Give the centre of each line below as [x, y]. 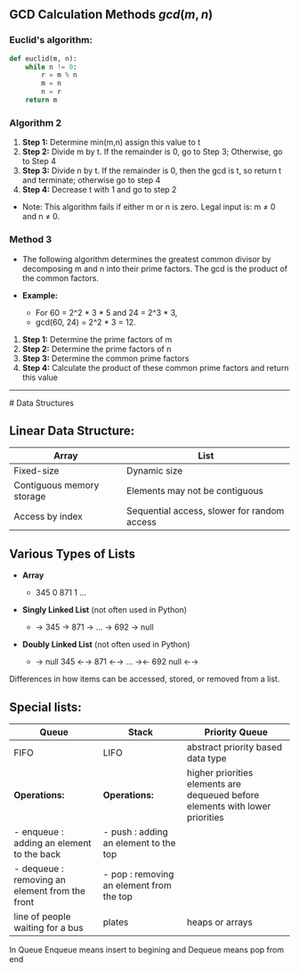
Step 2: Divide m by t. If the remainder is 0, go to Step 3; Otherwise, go [152, 152]
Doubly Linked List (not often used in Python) [106, 645]
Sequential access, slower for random [205, 511]
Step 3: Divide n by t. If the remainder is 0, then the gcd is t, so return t [152, 171]
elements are [214, 784]
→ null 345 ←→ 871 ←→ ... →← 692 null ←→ [117, 662]
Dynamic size [154, 471]
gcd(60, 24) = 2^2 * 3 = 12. [85, 322]
